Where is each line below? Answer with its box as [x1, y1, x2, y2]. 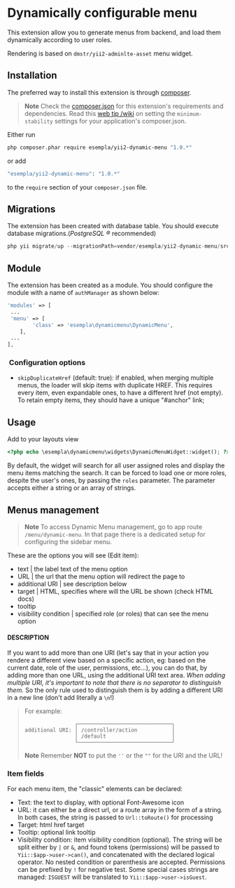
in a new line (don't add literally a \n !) [7, 694, 115, 702]
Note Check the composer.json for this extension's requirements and [24, 102, 224, 110]
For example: [24, 707, 62, 715]
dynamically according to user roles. [7, 35, 113, 44]
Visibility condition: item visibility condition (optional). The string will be [17, 835, 222, 844]
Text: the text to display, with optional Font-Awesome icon [17, 798, 185, 807]
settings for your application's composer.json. [55, 117, 187, 125]
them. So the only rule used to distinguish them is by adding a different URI [7, 686, 223, 694]
